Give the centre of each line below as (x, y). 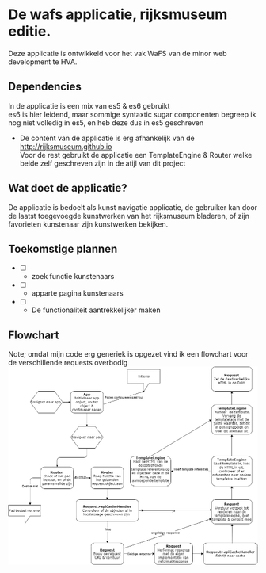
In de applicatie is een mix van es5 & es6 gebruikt (89, 105)
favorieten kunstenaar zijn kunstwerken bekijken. (88, 224)
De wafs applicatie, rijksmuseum (118, 15)
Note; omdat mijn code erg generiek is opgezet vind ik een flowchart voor (128, 354)
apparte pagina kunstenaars (78, 293)
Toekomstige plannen (63, 248)
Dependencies (45, 87)
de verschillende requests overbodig (68, 363)
